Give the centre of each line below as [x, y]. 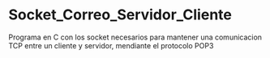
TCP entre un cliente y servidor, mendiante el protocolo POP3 [111, 45]
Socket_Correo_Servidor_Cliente [120, 15]
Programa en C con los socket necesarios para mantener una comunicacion [135, 37]
